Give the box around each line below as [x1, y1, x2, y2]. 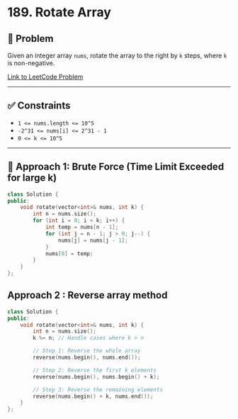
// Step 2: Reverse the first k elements [33, 367, 157, 374]
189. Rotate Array [7, 4, 112, 21]
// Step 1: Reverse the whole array [33, 347, 141, 354]
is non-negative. [7, 59, 55, 67]
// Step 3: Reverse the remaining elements [33, 386, 163, 393]
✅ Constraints [7, 100, 71, 112]
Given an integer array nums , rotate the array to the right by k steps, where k [7, 51, 227, 60]
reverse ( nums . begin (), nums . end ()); [33, 354, 141, 362]
